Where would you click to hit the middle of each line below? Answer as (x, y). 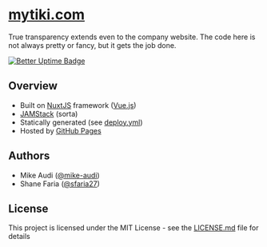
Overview (33, 86)
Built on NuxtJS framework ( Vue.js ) (78, 105)
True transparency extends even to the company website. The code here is (132, 37)
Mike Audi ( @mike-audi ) (60, 175)
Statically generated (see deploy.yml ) (81, 122)
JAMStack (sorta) (49, 114)
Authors (29, 156)
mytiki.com (47, 15)
